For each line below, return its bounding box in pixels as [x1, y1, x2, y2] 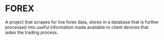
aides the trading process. [5, 29, 58, 35]
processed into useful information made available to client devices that [5, 24, 149, 30]
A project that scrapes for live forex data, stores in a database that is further [5, 19, 159, 25]
